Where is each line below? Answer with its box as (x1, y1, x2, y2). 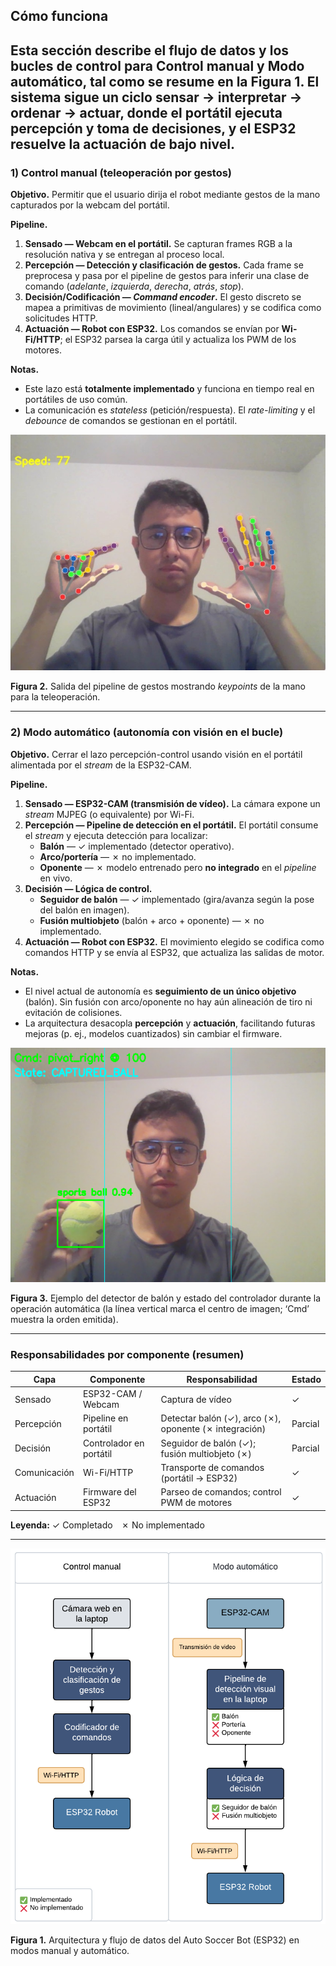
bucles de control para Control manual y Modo (10, 57, 305, 74)
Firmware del (82, 1486, 137, 1498)
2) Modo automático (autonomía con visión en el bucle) (10, 725, 284, 739)
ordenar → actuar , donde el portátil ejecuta (10, 104, 283, 121)
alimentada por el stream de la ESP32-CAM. (10, 759, 192, 771)
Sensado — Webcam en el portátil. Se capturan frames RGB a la (24, 238, 293, 250)
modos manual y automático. (10, 1944, 130, 1956)
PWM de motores (160, 1497, 233, 1509)
